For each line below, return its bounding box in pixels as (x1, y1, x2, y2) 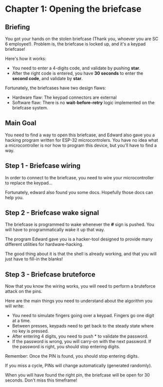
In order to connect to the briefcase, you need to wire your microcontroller (5, 174, 154, 180)
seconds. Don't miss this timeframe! (5, 377, 77, 383)
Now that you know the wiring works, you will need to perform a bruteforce (5, 283, 156, 289)
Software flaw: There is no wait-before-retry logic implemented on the (12, 100, 155, 106)
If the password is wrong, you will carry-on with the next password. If (12, 339, 152, 344)
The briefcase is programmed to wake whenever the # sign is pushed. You (5, 221, 155, 228)
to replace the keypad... (5, 180, 53, 186)
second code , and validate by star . (12, 76, 83, 81)
